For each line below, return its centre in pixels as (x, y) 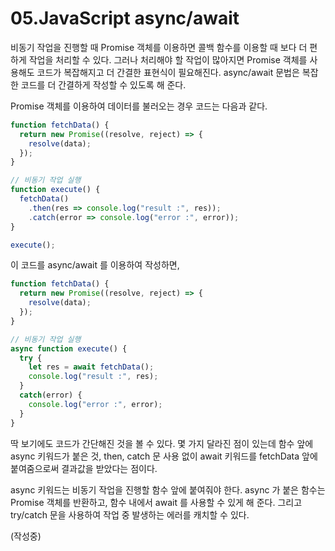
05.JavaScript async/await (125, 18)
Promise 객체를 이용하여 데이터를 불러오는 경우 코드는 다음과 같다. (139, 106)
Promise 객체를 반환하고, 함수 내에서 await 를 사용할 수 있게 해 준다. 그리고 (156, 502)
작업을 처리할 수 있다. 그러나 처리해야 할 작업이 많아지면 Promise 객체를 (168, 59)
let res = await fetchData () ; (91, 367)
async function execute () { (69, 348)
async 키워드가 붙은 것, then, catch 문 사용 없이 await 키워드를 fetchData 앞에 (164, 456)
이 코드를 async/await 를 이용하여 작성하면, (95, 265)
